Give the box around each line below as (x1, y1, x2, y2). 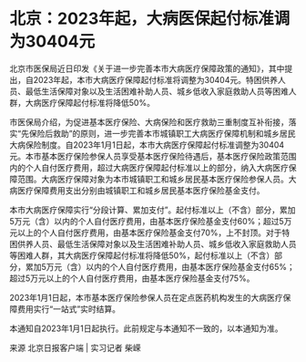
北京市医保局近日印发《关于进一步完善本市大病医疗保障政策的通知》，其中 (9, 63, 285, 74)
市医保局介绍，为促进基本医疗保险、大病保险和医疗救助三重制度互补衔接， (9, 116, 289, 128)
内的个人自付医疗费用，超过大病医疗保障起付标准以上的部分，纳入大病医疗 (9, 161, 289, 173)
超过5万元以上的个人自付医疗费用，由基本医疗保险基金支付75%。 (9, 273, 255, 284)
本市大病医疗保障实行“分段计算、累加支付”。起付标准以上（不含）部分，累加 (9, 204, 296, 215)
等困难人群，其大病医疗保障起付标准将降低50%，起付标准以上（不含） (9, 250, 275, 261)
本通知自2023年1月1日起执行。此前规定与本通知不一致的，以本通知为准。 (9, 323, 283, 334)
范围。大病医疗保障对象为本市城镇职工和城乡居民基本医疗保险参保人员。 (16, 173, 289, 184)
